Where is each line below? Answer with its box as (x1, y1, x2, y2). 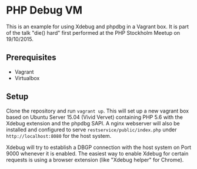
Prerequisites (6, 52, 56, 62)
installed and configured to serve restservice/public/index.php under (6, 126, 177, 133)
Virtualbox (14, 74, 40, 81)
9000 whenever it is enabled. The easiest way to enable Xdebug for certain (6, 150, 189, 157)
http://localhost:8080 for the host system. (6, 132, 112, 139)
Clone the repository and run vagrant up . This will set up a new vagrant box (6, 107, 189, 114)
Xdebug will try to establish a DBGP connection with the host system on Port (6, 144, 192, 151)
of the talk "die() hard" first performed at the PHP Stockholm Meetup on (6, 29, 181, 36)
